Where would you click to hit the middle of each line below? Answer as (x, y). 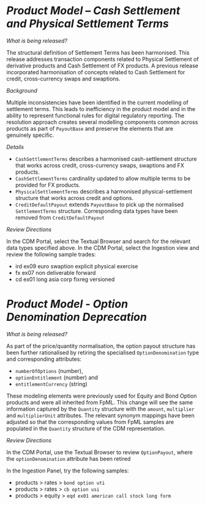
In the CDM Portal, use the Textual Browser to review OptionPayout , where (99, 452)
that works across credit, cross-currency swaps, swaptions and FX (100, 165)
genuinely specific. (30, 135)
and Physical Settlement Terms (88, 24)
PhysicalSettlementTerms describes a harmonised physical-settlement (104, 191)
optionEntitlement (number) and (57, 377)
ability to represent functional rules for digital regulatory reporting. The (95, 115)
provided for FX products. (48, 185)
